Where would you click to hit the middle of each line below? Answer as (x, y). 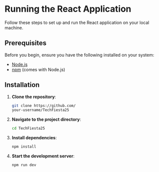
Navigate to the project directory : (46, 119)
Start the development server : (43, 156)
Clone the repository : (34, 97)
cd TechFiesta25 (28, 129)
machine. (14, 27)
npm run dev (24, 165)
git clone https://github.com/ (44, 106)
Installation (22, 85)
